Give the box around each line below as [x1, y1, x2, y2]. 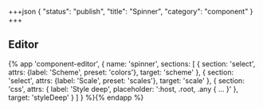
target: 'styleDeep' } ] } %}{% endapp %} [8, 93, 144, 102]
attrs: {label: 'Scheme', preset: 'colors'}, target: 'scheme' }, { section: [8, 67, 234, 77]
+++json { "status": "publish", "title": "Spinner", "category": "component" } [8, 7, 253, 16]
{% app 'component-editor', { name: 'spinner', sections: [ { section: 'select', [8, 59, 256, 68]
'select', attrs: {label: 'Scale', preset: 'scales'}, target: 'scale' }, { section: [8, 75, 245, 85]
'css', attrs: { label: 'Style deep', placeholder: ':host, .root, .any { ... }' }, [8, 84, 239, 93]
